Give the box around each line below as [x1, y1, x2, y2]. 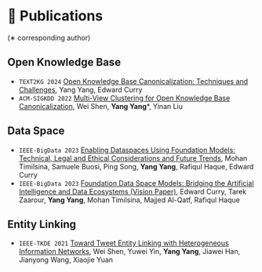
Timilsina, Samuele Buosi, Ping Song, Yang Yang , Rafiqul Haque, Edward [18, 161, 254, 171]
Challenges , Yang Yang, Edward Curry [18, 85, 143, 94]
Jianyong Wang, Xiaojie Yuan [18, 255, 114, 265]
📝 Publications [7, 7, 104, 25]
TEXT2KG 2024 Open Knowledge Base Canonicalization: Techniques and [18, 76, 249, 85]
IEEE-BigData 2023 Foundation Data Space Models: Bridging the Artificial [18, 178, 254, 187]
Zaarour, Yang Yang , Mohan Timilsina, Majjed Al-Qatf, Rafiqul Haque [18, 195, 240, 205]
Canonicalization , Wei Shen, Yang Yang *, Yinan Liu [18, 101, 184, 111]
